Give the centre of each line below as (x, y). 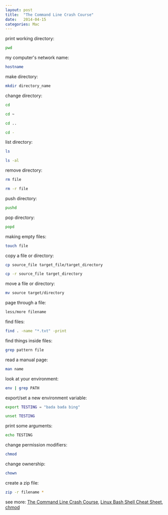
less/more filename (26, 312)
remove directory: (24, 170)
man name (14, 369)
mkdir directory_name (28, 86)
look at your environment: (32, 378)
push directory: (21, 198)
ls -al (12, 160)
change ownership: (25, 464)
